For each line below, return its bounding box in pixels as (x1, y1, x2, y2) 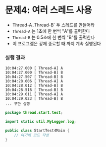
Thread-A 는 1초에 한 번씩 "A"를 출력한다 (12, 28, 90, 34)
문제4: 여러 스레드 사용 (5, 4, 93, 16)
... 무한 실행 (5, 101, 30, 107)
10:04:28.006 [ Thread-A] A (5, 79, 63, 84)
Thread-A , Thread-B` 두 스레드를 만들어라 (12, 22, 95, 28)
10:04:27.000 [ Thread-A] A (5, 66, 63, 71)
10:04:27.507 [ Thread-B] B (5, 74, 63, 79)
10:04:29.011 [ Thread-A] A (5, 92, 63, 97)
